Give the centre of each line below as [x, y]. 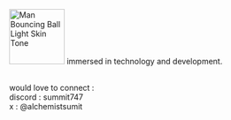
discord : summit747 [46, 97]
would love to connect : [52, 88]
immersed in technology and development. [144, 61]
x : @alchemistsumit [46, 106]
